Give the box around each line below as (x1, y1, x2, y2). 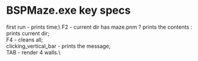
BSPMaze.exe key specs (6, 4, 131, 17)
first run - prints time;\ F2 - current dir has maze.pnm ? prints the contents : (6, 23, 193, 30)
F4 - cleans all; (6, 36, 43, 43)
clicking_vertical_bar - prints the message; (6, 42, 111, 50)
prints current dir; (6, 29, 50, 36)
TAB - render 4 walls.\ (6, 48, 61, 56)
